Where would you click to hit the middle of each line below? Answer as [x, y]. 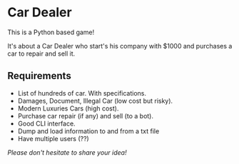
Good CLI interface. [47, 123]
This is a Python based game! [51, 32]
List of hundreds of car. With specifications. [82, 93]
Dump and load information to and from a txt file [88, 131]
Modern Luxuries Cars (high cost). [68, 108]
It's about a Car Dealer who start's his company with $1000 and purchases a [120, 46]
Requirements [39, 76]
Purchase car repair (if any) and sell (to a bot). [85, 116]
